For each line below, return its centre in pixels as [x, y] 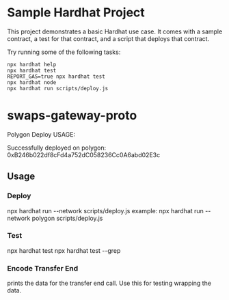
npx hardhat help [32, 64]
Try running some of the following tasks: [64, 52]
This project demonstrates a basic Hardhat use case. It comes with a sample [115, 31]
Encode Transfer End [43, 268]
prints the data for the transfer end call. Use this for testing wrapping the [109, 283]
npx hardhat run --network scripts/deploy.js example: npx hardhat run [105, 210]
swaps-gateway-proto [72, 116]
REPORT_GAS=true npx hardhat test [56, 77]
